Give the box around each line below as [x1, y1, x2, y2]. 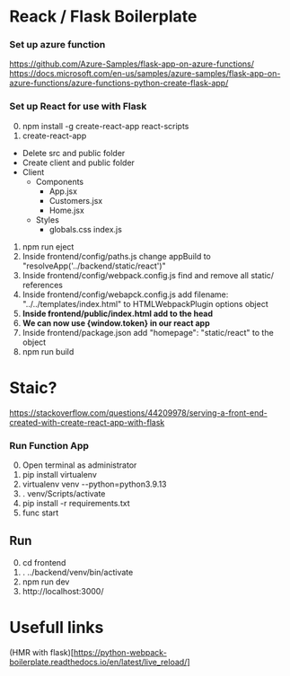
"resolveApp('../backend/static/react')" [22, 260, 166, 271]
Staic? [9, 377, 57, 398]
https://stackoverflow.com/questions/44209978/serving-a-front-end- [9, 407, 268, 418]
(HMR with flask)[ [9, 646, 75, 657]
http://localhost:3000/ [22, 585, 104, 596]
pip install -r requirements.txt [22, 498, 130, 509]
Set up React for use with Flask [9, 101, 147, 113]
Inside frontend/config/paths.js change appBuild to [22, 250, 211, 261]
